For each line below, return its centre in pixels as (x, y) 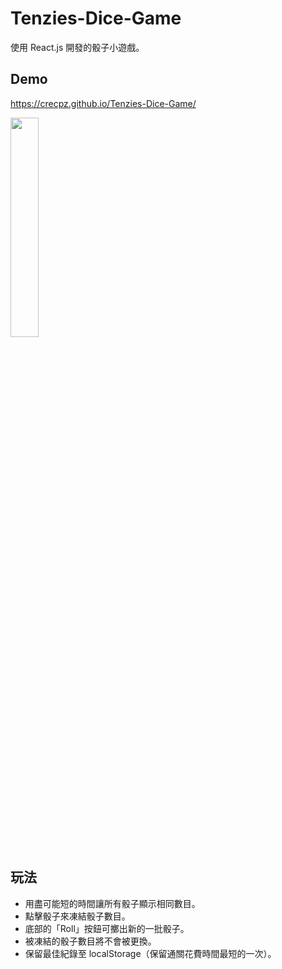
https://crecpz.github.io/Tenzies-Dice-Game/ (103, 103)
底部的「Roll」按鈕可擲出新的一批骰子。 (107, 928)
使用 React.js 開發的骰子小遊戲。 (77, 47)
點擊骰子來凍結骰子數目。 (77, 916)
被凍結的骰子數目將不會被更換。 (90, 941)
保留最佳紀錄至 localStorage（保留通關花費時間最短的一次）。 (150, 953)
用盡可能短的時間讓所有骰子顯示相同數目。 (112, 903)
